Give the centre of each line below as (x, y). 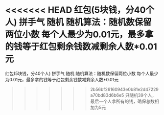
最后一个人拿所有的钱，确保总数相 (125, 101)
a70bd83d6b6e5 (107, 95)
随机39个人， (143, 95)
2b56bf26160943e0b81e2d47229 (125, 89)
